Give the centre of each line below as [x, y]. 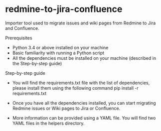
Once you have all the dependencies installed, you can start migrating [84, 103]
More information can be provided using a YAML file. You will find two [84, 118]
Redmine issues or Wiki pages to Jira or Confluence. [66, 108]
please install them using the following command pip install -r [75, 88]
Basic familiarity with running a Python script [58, 53]
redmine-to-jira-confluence [64, 9]
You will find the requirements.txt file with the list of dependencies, [81, 83]
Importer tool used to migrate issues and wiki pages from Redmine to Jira [80, 23]
